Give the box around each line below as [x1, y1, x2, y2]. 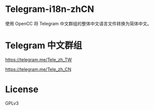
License [5, 84, 39, 95]
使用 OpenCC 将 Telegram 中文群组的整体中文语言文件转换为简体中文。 [5, 20, 152, 26]
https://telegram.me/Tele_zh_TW [5, 56, 72, 63]
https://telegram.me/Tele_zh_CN [5, 66, 71, 72]
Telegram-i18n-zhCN [5, 3, 95, 15]
